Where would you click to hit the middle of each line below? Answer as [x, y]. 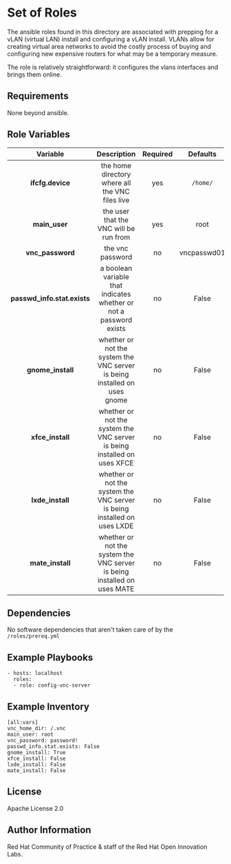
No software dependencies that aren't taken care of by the [90, 630]
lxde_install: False [37, 765]
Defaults [202, 154]
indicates [116, 294]
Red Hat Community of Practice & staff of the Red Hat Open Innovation [107, 847]
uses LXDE [116, 525]
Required [157, 154]
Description [116, 154]
